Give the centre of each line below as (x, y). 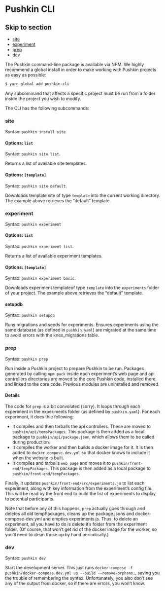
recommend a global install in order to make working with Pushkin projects (81, 70)
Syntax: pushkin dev (25, 558)
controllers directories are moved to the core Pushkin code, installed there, (81, 379)
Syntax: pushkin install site (35, 132)
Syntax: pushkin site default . (36, 185)
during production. (31, 442)
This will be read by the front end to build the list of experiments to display (81, 493)
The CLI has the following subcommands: (47, 108)
